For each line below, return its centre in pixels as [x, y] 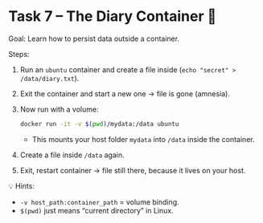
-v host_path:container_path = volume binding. [99, 202]
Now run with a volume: [59, 109]
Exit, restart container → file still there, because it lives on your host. [133, 170]
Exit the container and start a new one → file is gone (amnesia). [125, 93]
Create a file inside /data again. [72, 155]
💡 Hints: [21, 186]
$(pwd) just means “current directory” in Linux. [97, 210]
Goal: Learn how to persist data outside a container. [94, 39]
